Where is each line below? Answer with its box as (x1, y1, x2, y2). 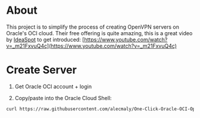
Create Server (6, 63, 77, 77)
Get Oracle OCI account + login (14, 83, 92, 90)
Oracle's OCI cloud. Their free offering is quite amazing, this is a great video (6, 29, 193, 36)
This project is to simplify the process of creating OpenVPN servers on (6, 23, 180, 30)
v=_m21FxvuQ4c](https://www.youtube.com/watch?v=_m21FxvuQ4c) (6, 42, 177, 49)
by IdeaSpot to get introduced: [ (6, 36, 85, 43)
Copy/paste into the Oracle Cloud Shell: (14, 94, 112, 101)
